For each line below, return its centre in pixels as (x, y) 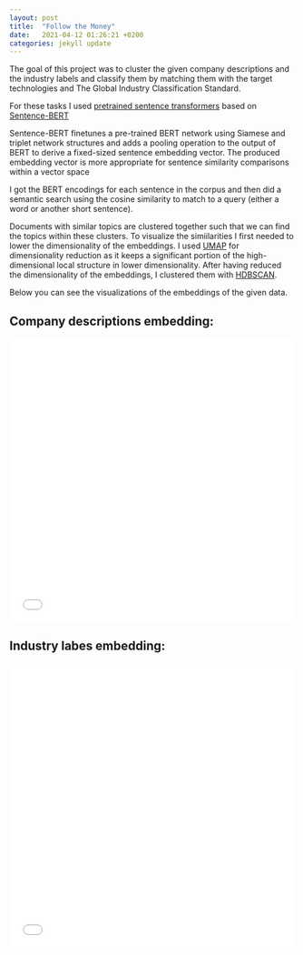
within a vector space (50, 172)
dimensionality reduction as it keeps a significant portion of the (127, 256)
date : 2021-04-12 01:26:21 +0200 (77, 35)
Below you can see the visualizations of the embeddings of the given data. (149, 293)
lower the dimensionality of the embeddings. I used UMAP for (124, 246)
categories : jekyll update (60, 43)
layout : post (34, 18)
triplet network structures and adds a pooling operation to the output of (143, 143)
